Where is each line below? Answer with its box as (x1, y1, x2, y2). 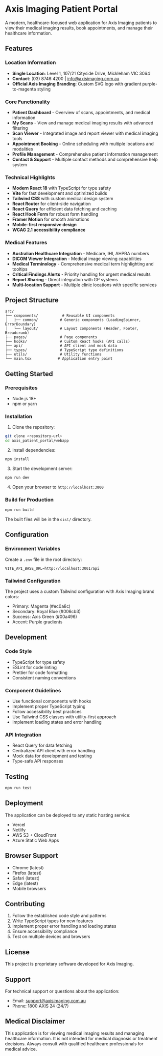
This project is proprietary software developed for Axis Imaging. (5, 961, 134, 967)
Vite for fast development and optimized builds (12, 190, 108, 196)
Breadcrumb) (5, 330, 29, 335)
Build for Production (5, 496, 54, 503)
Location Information (5, 59, 56, 66)
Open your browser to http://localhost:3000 (12, 484, 104, 490)
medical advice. (5, 1046, 37, 1052)
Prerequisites (5, 384, 38, 391)
